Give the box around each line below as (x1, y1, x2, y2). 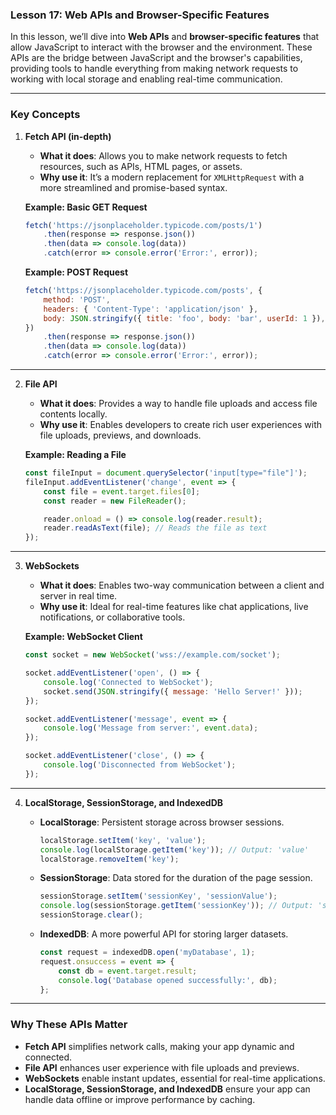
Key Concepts (10, 108, 81, 122)
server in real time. (39, 590, 118, 602)
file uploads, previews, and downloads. (39, 429, 202, 442)
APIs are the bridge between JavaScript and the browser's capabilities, (10, 52, 303, 64)
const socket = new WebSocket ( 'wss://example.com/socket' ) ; (24, 650, 281, 660)
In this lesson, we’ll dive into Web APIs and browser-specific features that (10, 31, 320, 43)
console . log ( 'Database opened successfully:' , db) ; (58, 975, 278, 985)
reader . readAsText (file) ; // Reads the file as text (43, 523, 268, 533)
